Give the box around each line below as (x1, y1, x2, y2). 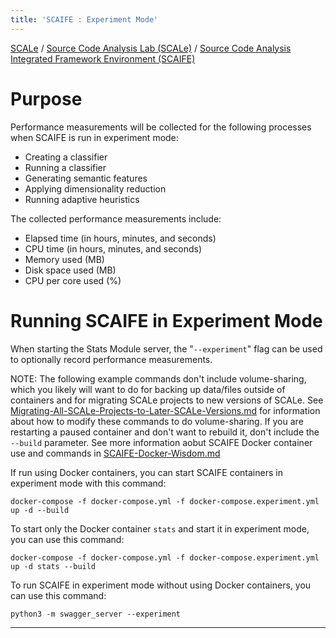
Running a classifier (24, 161, 107, 173)
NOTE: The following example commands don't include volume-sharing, (10, 372, 307, 385)
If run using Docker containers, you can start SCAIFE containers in (10, 466, 283, 478)
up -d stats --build (10, 561, 97, 571)
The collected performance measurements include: (10, 212, 222, 225)
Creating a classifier (24, 151, 108, 163)
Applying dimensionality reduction (24, 182, 167, 195)
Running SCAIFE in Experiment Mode (10, 309, 323, 332)
